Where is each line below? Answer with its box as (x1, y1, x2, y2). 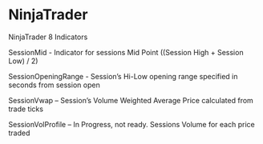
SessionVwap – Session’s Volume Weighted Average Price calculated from (8, 95, 254, 105)
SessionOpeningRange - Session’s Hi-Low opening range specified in (8, 71, 238, 81)
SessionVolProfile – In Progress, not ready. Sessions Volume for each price (8, 119, 255, 129)
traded (8, 128, 30, 138)
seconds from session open (8, 80, 100, 90)
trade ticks (8, 104, 44, 114)
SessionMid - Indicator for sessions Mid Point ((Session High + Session (8, 47, 244, 57)
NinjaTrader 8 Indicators (8, 32, 88, 42)
